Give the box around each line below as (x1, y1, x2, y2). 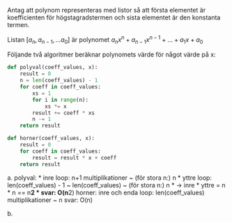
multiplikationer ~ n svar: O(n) (7, 195, 93, 204)
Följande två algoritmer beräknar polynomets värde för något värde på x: (7, 50, 216, 59)
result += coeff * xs (32, 109, 95, 116)
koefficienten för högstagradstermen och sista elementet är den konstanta (7, 13, 221, 22)
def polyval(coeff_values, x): (7, 64, 98, 71)
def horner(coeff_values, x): (7, 135, 95, 142)
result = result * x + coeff (32, 154, 117, 161)
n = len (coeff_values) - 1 (20, 77, 98, 84)
